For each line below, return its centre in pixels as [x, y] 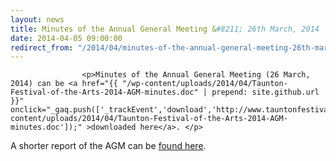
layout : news [37, 19]
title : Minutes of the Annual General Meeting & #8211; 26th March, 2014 [165, 29]
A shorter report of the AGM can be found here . [108, 146]
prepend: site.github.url [265, 92]
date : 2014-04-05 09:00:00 [66, 38]
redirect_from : [42, 47]
